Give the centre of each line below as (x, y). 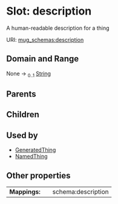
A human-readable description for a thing (58, 28)
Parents (21, 94)
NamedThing (31, 157)
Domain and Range (43, 59)
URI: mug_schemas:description (45, 39)
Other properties (38, 175)
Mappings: (25, 191)
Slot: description (49, 11)
